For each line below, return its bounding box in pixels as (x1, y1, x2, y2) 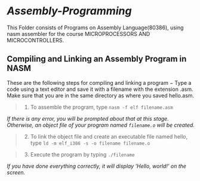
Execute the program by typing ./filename (30, 151, 135, 158)
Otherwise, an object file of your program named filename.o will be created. (7, 121, 195, 128)
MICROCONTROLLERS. (7, 36, 64, 44)
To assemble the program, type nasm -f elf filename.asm (30, 103, 174, 111)
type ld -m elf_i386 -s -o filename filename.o (30, 139, 150, 146)
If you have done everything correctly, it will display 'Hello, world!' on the (7, 162, 187, 170)
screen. (7, 168, 26, 176)
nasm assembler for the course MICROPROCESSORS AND (7, 30, 150, 37)
